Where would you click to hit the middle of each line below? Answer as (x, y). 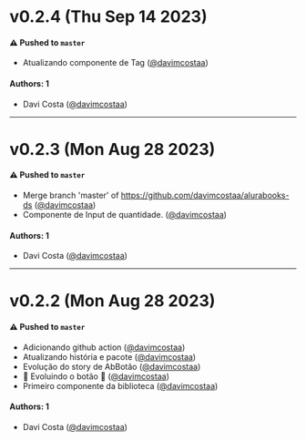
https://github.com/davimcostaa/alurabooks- (205, 195)
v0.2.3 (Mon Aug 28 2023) (112, 149)
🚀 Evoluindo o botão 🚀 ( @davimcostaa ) (96, 376)
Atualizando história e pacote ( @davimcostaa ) (109, 356)
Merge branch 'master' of (71, 195)
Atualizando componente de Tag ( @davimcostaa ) (116, 63)
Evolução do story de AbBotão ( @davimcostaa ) (112, 366)
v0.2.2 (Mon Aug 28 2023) (112, 301)
